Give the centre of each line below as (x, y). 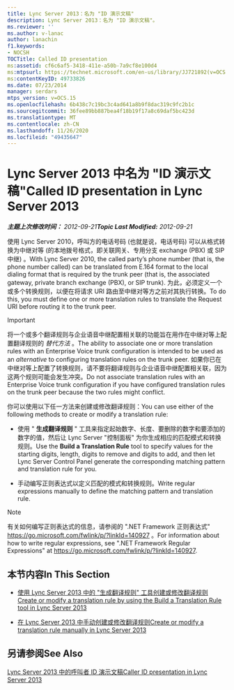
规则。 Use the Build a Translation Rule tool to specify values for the (115, 446)
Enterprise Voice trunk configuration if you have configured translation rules (116, 385)
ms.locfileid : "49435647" (45, 137)
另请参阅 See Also (45, 654)
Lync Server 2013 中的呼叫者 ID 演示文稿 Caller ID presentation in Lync (107, 672)
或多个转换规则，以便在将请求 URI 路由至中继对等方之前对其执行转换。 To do (117, 291)
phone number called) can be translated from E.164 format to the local (108, 267)
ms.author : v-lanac (36, 33)
